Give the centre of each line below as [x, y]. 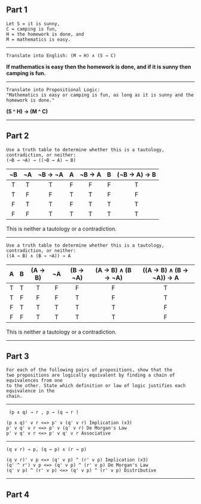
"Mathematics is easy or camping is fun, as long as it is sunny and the [100, 95]
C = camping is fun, [32, 29]
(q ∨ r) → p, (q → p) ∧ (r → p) [46, 449]
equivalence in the [31, 391]
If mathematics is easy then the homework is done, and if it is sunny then [99, 67]
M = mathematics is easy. [38, 39]
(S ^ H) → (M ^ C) [27, 111]
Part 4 [18, 494]
